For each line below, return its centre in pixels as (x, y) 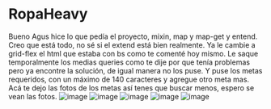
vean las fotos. (33, 96)
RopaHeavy (48, 14)
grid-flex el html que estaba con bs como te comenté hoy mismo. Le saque (133, 53)
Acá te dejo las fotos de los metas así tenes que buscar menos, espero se (131, 88)
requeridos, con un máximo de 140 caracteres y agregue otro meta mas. (129, 79)
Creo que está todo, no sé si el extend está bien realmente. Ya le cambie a (132, 44)
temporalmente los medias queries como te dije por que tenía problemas (129, 62)
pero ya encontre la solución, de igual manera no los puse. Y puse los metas (135, 70)
